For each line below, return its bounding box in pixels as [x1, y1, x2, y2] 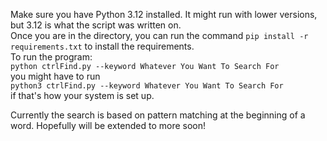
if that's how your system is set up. [10, 90, 155, 101]
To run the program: [10, 51, 93, 63]
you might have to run [10, 70, 101, 82]
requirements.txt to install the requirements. [10, 40, 195, 52]
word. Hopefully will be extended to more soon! [10, 120, 206, 131]
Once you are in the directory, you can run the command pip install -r [10, 30, 309, 41]
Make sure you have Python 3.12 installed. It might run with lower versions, [10, 9, 318, 20]
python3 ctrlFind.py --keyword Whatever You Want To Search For [10, 81, 284, 91]
